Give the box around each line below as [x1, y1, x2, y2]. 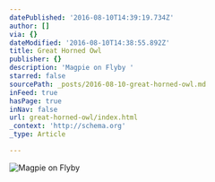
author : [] [9, 22, 50, 30]
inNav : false [9, 105, 58, 114]
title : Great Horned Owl [9, 47, 102, 56]
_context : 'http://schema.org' [9, 122, 126, 131]
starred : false [9, 72, 66, 81]
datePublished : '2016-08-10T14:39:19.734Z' [9, 13, 175, 22]
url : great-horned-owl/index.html [9, 113, 139, 122]
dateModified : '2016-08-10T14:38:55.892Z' [9, 38, 170, 48]
